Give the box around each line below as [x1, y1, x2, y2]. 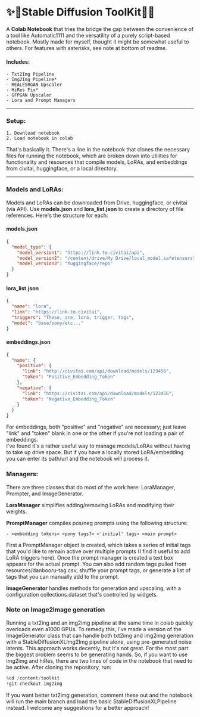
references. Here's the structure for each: [6, 212, 108, 219]
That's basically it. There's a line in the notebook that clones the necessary [6, 146, 190, 153]
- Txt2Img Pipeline [6, 72, 55, 77]
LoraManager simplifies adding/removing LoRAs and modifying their [6, 501, 174, 508]
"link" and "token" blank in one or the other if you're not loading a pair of [6, 430, 185, 437]
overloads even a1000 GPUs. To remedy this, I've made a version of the [6, 625, 182, 632]
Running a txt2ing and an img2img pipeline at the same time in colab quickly [6, 619, 193, 626]
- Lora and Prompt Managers [6, 98, 76, 104]
